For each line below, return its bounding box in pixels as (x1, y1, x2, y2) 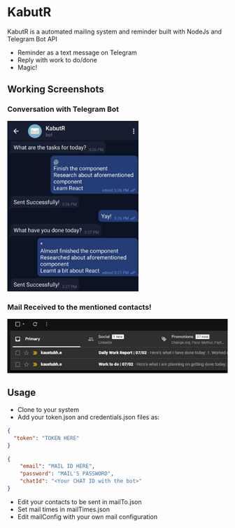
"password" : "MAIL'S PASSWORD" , (20, 470, 114, 478)
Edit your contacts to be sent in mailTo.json (17, 497, 142, 506)
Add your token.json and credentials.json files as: (17, 413, 159, 421)
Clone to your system (17, 405, 79, 413)
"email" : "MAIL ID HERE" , (20, 463, 96, 470)
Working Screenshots (7, 83, 104, 95)
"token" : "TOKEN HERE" (13, 434, 80, 441)
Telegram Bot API (7, 34, 58, 43)
